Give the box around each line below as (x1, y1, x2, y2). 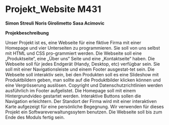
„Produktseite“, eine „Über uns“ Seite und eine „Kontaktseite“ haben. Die (5, 55, 155, 61)
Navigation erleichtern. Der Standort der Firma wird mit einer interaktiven (5, 98, 157, 104)
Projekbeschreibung (5, 30, 49, 36)
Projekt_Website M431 (5, 4, 101, 15)
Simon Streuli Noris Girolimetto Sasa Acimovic (5, 20, 105, 26)
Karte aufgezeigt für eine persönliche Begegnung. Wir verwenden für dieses (5, 103, 164, 109)
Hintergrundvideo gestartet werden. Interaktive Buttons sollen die (5, 93, 141, 99)
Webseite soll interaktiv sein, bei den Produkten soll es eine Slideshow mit (5, 71, 159, 77)
